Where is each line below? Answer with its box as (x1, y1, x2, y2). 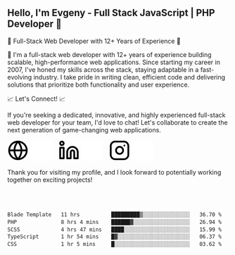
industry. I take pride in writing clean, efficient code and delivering (33, 73, 226, 81)
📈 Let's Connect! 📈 (7, 94, 66, 103)
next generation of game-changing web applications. (7, 125, 162, 134)
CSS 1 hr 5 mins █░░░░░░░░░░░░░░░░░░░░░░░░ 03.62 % (7, 241, 222, 248)
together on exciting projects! (7, 175, 93, 184)
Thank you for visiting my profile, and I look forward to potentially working (7, 168, 222, 176)
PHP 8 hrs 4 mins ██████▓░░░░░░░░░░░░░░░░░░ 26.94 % (7, 218, 222, 225)
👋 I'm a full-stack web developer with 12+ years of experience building (7, 50, 212, 58)
